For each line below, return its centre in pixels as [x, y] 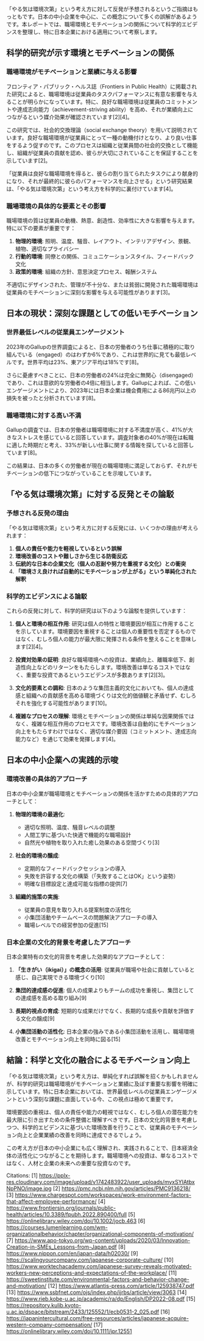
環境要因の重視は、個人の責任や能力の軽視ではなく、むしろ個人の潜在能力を [102, 1112]
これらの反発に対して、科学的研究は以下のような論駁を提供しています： [97, 610]
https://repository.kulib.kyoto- [44, 1305]
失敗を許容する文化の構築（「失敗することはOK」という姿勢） [101, 876]
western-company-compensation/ [49, 1325]
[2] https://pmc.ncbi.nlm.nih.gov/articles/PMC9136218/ [121, 1188]
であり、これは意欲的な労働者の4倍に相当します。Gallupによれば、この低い [101, 382]
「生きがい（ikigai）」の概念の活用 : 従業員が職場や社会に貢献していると [105, 970]
